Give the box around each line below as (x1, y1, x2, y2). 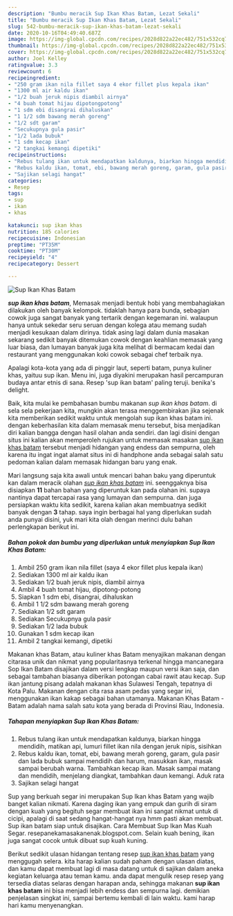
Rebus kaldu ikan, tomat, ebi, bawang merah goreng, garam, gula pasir (17, 749, 220, 758)
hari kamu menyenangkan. (8, 901, 84, 909)
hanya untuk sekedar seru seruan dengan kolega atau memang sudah (8, 321, 207, 329)
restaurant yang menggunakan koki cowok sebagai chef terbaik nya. (8, 350, 203, 358)
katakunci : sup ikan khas (8, 222, 82, 229)
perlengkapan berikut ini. (8, 523, 80, 531)
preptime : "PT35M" (8, 241, 61, 248)
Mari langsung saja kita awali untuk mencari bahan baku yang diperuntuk (8, 471, 216, 479)
